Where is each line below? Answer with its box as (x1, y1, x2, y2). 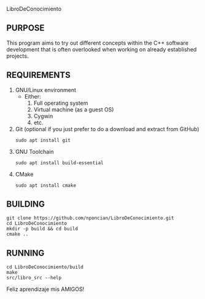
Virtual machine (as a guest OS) (33, 105, 114, 113)
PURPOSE (6, 23, 45, 33)
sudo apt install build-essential (15, 159, 104, 166)
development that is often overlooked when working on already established (6, 45, 197, 53)
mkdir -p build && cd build (6, 226, 79, 232)
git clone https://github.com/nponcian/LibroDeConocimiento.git (6, 215, 174, 221)
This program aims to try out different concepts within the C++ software (6, 39, 189, 47)
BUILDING (6, 199, 45, 210)
